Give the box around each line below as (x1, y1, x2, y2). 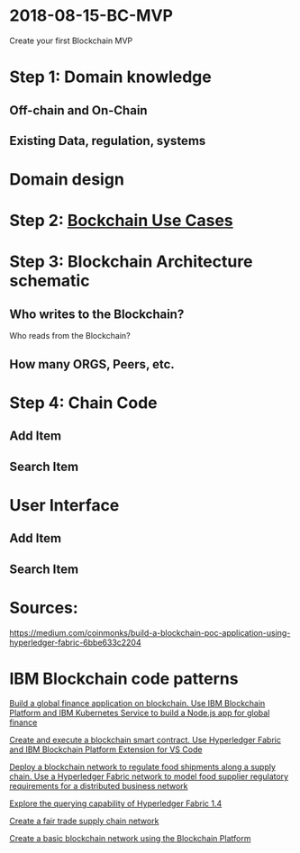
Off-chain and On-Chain (9, 103, 148, 118)
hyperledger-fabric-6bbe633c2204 (9, 637, 141, 648)
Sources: (9, 597, 78, 618)
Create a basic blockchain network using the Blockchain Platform (9, 833, 251, 844)
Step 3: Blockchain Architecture (9, 251, 253, 272)
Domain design (9, 169, 124, 190)
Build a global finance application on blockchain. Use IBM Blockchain (9, 698, 266, 709)
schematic (9, 271, 90, 291)
